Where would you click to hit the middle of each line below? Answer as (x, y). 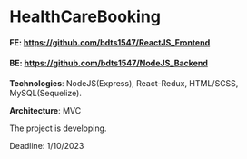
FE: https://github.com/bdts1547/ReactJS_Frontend (110, 42)
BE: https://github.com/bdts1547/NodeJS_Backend (109, 63)
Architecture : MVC (45, 110)
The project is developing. (58, 128)
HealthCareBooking (85, 17)
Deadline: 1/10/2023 (47, 145)
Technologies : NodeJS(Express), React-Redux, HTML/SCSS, (124, 83)
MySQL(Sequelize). (45, 93)
